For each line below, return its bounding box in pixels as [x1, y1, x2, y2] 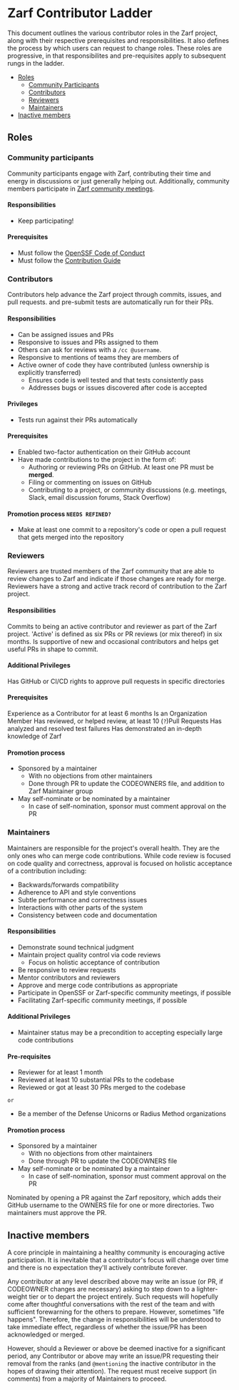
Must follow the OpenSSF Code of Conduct [17, 248, 146, 258]
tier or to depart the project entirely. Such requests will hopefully [29, 1292, 219, 1301]
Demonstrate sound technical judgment [17, 942, 134, 951]
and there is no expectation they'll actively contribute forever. [7, 1264, 188, 1272]
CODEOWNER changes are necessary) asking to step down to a [7, 1285, 195, 1294]
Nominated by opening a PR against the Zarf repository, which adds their [7, 1194, 222, 1202]
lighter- [196, 1285, 218, 1294]
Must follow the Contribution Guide [17, 256, 121, 265]
